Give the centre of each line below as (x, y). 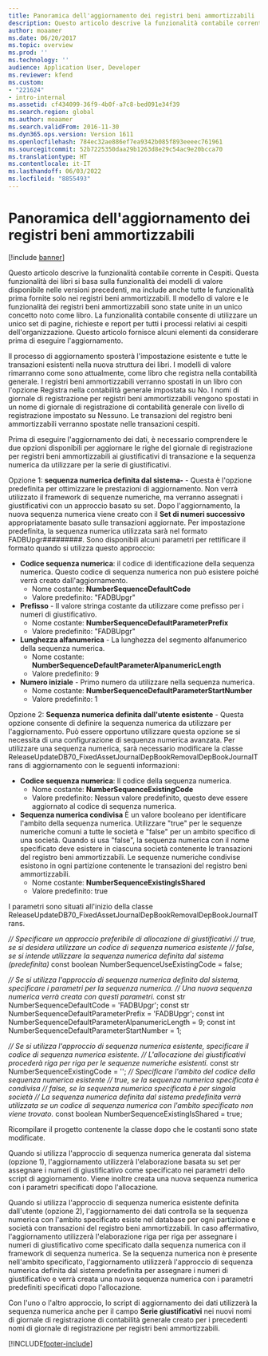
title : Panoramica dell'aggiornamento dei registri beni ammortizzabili (132, 16)
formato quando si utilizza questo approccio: (82, 548)
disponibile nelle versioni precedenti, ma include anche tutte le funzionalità (131, 290)
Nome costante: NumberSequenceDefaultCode (111, 589)
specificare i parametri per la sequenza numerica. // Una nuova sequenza (130, 988)
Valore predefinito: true (70, 891)
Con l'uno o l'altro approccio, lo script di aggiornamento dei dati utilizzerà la (133, 1303)
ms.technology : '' (39, 61)
